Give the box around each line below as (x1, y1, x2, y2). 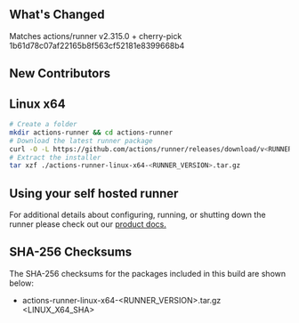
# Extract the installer (9, 153, 101, 162)
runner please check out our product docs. (9, 219, 166, 230)
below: (9, 278, 34, 288)
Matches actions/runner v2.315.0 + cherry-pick (9, 30, 182, 41)
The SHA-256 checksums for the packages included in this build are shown (9, 268, 287, 279)
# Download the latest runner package (9, 136, 153, 145)
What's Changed (9, 7, 105, 22)
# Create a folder (9, 120, 77, 129)
